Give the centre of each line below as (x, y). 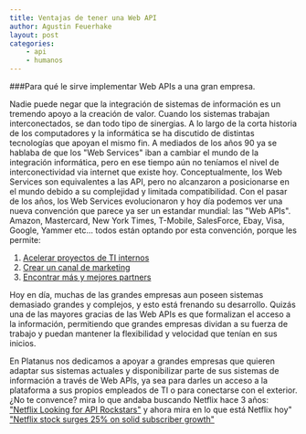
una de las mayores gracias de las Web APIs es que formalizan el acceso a (150, 314)
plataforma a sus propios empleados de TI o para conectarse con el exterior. (153, 390)
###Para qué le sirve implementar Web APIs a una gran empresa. (132, 86)
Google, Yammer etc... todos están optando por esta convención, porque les (153, 230)
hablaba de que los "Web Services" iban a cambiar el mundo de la (134, 153)
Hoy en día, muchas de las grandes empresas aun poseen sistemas (137, 295)
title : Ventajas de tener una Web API (83, 18)
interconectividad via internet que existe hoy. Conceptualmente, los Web (146, 172)
